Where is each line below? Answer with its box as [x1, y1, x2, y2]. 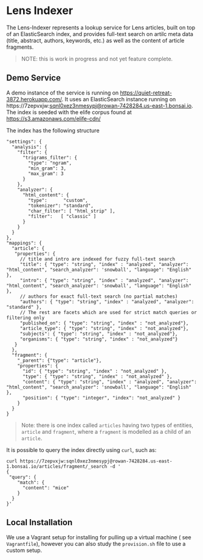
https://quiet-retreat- [120, 89, 172, 96]
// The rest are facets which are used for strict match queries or [19, 309, 198, 315]
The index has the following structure [6, 126, 100, 134]
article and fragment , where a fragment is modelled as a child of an [21, 428, 191, 435]
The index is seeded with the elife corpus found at [6, 108, 132, 116]
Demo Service [6, 73, 61, 83]
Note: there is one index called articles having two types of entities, [21, 422, 193, 429]
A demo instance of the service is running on [6, 89, 119, 96]
